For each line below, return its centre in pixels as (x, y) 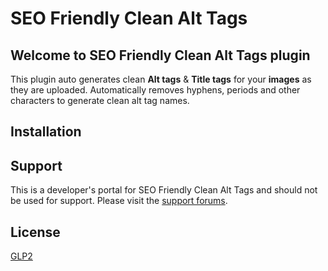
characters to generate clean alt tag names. (100, 100)
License (35, 232)
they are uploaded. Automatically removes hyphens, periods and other (155, 90)
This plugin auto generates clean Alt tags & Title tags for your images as (161, 79)
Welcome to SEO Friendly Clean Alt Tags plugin (160, 55)
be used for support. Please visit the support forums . (119, 201)
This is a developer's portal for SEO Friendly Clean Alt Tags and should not (164, 190)
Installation (46, 132)
